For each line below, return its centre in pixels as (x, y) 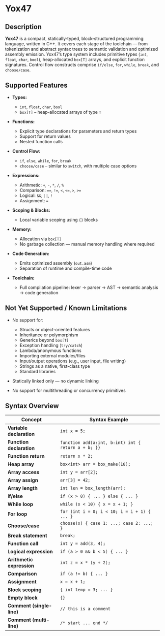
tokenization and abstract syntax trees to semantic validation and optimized (82, 49)
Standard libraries (38, 371)
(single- (42, 606)
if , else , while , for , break (45, 160)
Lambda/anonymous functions (51, 350)
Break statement (27, 536)
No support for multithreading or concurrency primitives (69, 390)
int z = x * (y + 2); (85, 563)
